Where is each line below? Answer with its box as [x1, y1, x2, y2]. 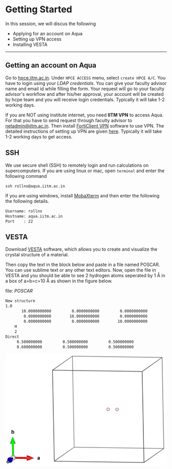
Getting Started [5, 4, 73, 15]
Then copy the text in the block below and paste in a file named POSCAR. [5, 261, 160, 268]
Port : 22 [5, 219, 33, 224]
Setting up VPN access [12, 36, 61, 42]
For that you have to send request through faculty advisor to [5, 117, 132, 124]
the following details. [5, 198, 50, 204]
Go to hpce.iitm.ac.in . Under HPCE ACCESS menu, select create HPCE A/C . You [5, 74, 166, 80]
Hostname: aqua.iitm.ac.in [5, 214, 63, 219]
